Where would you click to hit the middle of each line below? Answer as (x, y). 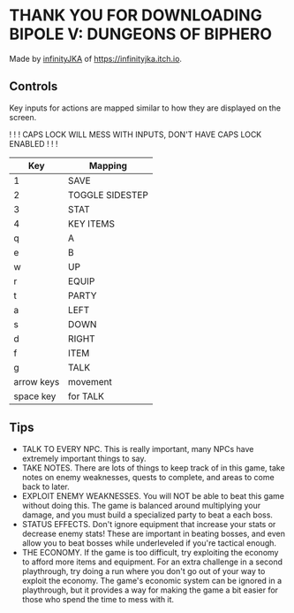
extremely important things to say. (84, 458)
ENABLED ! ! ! (34, 143)
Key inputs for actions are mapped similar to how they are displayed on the (145, 108)
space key (35, 396)
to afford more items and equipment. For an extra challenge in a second (152, 562)
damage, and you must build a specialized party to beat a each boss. (147, 515)
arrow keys (37, 381)
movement (90, 381)
